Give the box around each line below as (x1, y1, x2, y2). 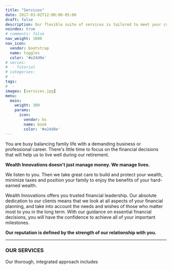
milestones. (5, 219, 30, 225)
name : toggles (10, 50, 40, 55)
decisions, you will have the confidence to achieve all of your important (5, 214, 156, 220)
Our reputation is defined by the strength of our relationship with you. (5, 229, 157, 236)
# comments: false (5, 31, 45, 36)
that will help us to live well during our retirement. (5, 152, 110, 158)
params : (14, 108, 31, 113)
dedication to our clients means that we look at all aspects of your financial (5, 198, 163, 204)
